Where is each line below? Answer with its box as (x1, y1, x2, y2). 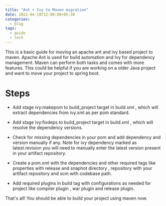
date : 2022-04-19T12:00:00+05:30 (5, 12, 75, 17)
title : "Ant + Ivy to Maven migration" (5, 7, 89, 12)
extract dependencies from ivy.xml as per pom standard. (12, 109, 130, 115)
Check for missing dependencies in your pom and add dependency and (12, 134, 161, 140)
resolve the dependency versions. (12, 124, 83, 130)
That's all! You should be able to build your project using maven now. (5, 195, 147, 201)
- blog (10, 21, 24, 26)
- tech (10, 35, 24, 40)
